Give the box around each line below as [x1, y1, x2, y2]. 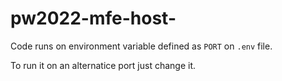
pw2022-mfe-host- [10, 7, 177, 30]
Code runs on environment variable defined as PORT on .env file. [10, 40, 273, 52]
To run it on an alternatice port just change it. [10, 59, 197, 71]
